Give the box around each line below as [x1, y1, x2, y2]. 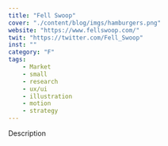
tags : [8, 56, 26, 64]
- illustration [22, 92, 73, 100]
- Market [22, 63, 52, 71]
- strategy [22, 107, 59, 115]
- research [22, 77, 59, 85]
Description [8, 129, 46, 138]
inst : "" [8, 41, 37, 49]
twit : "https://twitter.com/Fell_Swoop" [8, 33, 144, 42]
